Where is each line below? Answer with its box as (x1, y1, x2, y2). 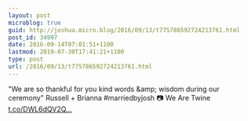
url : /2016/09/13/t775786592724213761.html (8, 63, 153, 71)
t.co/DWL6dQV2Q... (8, 104, 72, 114)
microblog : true (8, 19, 61, 27)
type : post (8, 56, 44, 64)
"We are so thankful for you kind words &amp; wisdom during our (8, 84, 220, 93)
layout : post (8, 11, 51, 20)
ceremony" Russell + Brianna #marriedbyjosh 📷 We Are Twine (8, 93, 210, 102)
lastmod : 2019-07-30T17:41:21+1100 (8, 48, 125, 56)
